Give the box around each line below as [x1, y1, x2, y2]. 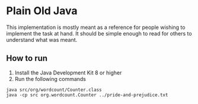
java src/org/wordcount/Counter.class [6, 87, 102, 93]
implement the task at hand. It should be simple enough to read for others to [6, 30, 192, 37]
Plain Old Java [6, 4, 78, 18]
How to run [6, 53, 48, 63]
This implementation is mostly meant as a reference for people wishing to [6, 24, 186, 31]
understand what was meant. [6, 36, 78, 43]
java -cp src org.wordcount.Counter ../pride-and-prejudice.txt [6, 92, 168, 98]
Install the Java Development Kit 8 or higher [14, 69, 122, 76]
